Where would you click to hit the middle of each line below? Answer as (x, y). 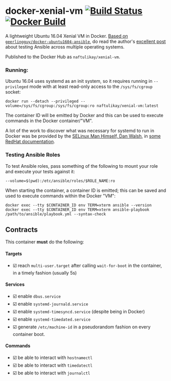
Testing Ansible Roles (33, 155)
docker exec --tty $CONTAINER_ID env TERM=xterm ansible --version (79, 205)
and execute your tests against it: (40, 171)
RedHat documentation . (30, 142)
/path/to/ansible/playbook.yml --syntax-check (56, 214)
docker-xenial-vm (44, 11)
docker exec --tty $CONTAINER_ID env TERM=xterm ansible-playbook (77, 210)
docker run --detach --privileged (42, 102)
